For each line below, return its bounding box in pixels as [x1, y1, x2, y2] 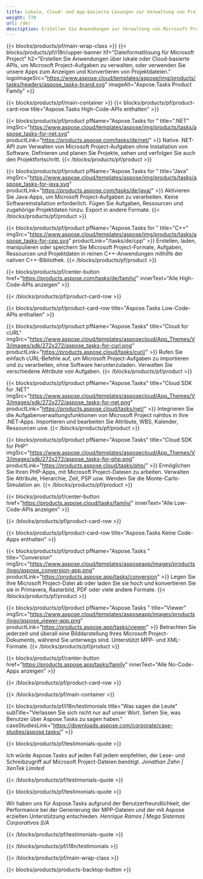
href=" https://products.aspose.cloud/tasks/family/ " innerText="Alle [6, 499, 173, 507]
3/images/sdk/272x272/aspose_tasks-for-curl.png [6, 342, 132, 349]
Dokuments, [6, 636, 37, 644]
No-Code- [168, 661, 195, 668]
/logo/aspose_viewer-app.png [6, 617, 81, 624]
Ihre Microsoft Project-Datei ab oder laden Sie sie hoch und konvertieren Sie [6, 579, 196, 587]
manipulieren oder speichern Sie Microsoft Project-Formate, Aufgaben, [6, 243, 183, 251]
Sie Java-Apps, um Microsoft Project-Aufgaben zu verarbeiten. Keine [6, 193, 179, 200]
